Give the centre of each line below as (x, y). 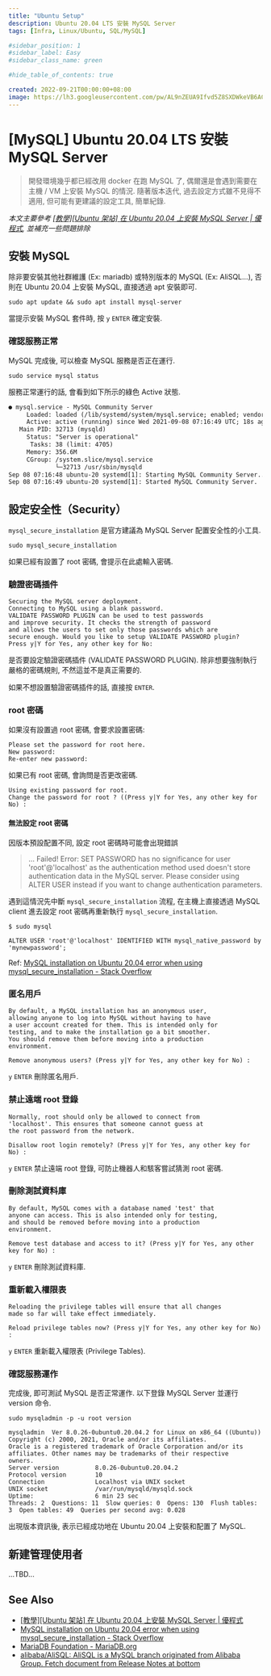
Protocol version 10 (56, 1475)
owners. (21, 1461)
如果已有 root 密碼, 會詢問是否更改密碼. (73, 775)
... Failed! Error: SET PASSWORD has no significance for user (129, 859)
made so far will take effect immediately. (83, 1314)
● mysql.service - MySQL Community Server (81, 407)
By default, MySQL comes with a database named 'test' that (112, 1208)
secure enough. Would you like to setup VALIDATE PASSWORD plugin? (124, 637)
